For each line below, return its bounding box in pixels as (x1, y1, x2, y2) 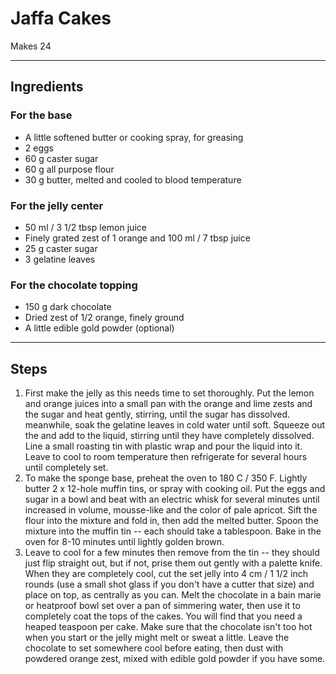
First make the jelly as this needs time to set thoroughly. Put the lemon (24, 387, 315, 399)
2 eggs (24, 142, 54, 154)
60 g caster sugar (24, 152, 99, 164)
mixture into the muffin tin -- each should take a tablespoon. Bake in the (24, 525, 322, 537)
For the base (10, 108, 73, 122)
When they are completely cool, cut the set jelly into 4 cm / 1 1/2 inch (24, 568, 309, 580)
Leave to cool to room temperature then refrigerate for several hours (24, 451, 308, 463)
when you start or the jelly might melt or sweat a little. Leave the (24, 632, 290, 644)
